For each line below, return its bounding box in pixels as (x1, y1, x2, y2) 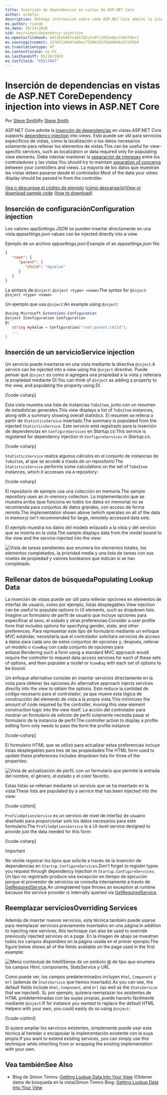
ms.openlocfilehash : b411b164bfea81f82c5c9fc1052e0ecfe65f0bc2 (5, 35, 139, 40)
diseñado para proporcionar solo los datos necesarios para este (5, 818, 136, 824)
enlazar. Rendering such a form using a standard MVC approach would (5, 649, 149, 655)
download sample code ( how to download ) (5, 190, 93, 196)
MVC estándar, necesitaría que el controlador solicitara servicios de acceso (5, 633, 160, 639)
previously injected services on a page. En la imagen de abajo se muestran (5, 933, 159, 939)
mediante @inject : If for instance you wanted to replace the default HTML (5, 1000, 155, 1006)
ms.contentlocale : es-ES (5, 49, 57, 54)
